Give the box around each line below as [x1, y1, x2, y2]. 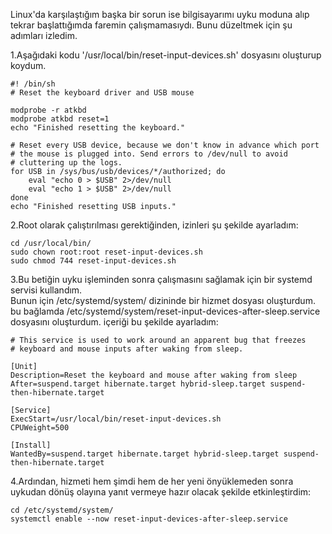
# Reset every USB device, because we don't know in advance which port [10, 140, 320, 150]
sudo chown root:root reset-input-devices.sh [10, 247, 203, 257]
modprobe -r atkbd [10, 105, 87, 115]
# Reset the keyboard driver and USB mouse [10, 88, 195, 98]
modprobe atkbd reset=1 [10, 114, 110, 124]
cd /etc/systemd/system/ [10, 505, 114, 515]
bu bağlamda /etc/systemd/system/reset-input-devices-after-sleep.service [10, 305, 321, 317]
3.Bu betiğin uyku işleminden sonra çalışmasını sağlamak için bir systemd [10, 274, 313, 285]
